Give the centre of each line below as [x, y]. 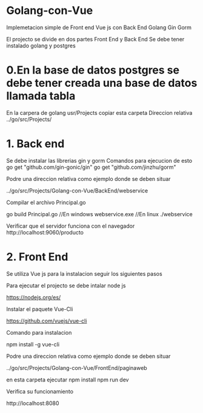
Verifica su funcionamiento [40, 391]
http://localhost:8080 [33, 403]
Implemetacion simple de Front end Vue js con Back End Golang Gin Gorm [99, 27]
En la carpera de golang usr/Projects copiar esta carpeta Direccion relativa [99, 112]
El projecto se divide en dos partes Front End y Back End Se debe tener [95, 39]
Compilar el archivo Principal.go [46, 202]
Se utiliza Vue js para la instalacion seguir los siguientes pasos [84, 273]
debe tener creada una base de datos [102, 83]
